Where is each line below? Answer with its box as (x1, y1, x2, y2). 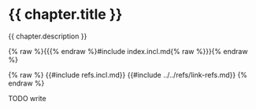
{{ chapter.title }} (8, 5, 123, 24)
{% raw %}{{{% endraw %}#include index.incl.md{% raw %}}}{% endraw (8, 46, 248, 56)
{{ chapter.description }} (8, 31, 87, 41)
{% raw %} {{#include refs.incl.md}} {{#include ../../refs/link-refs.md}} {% (8, 70, 248, 79)
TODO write (8, 93, 46, 103)
